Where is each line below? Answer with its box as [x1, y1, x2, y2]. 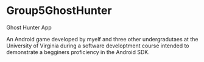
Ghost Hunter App [6, 24, 52, 31]
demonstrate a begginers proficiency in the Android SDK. [6, 48, 150, 55]
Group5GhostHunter [6, 4, 112, 18]
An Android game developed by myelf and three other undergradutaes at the [6, 35, 199, 43]
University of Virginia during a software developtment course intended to [6, 42, 189, 49]
